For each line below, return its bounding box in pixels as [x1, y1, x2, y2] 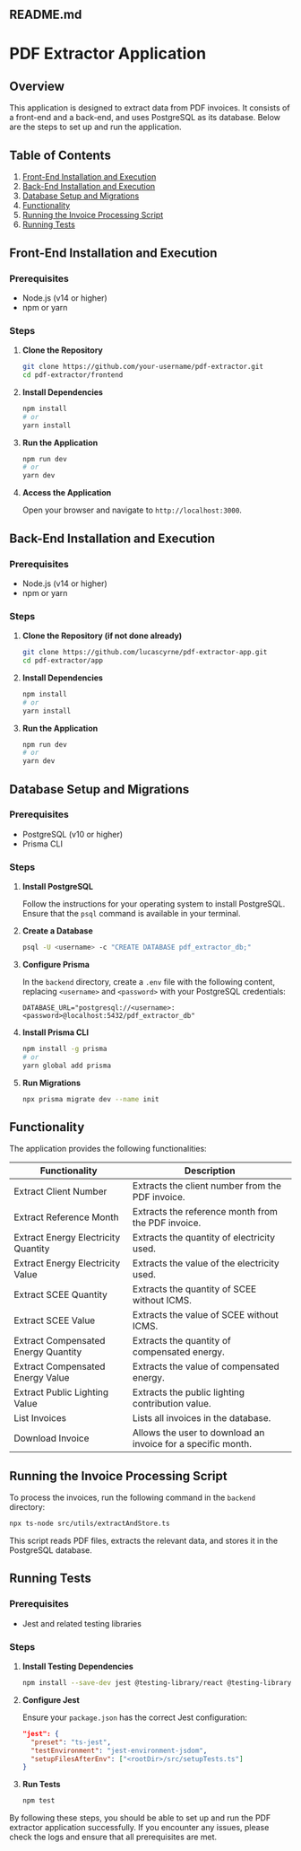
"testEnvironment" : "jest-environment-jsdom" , [30, 1746, 208, 1755]
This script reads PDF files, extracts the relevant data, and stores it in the [9, 1535, 279, 1547]
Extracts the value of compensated [133, 1360, 279, 1373]
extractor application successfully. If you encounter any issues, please [9, 1822, 270, 1833]
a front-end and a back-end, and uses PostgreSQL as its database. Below [9, 112, 280, 123]
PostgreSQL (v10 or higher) [21, 829, 124, 839]
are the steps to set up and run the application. [9, 121, 182, 133]
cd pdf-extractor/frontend [21, 371, 124, 380]
